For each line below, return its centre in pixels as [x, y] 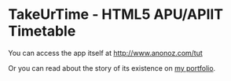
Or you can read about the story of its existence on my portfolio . [112, 68]
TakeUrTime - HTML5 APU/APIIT [116, 15]
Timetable [42, 31]
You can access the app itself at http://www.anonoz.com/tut [105, 53]
